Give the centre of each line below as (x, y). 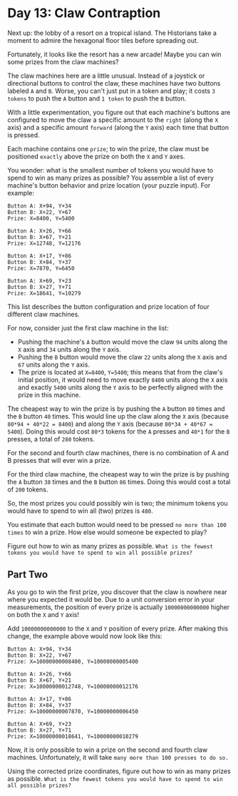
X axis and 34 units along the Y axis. (69, 349)
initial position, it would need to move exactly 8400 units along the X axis (123, 379)
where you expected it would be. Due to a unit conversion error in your (111, 599)
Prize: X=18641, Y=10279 (44, 293)
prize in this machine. (49, 394)
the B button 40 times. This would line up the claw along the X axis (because (118, 416)
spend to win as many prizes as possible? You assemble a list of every (111, 178)
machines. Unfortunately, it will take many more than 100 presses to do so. (118, 757)
